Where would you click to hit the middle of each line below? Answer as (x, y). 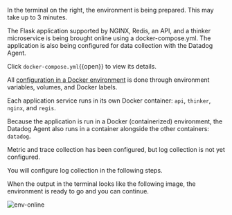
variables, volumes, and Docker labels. (62, 87)
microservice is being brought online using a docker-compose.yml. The (109, 38)
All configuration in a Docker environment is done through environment (108, 80)
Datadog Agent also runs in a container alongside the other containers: (108, 129)
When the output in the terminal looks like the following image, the (101, 184)
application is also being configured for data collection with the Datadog (110, 45)
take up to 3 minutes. (37, 17)
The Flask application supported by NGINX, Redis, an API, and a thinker (109, 31)
